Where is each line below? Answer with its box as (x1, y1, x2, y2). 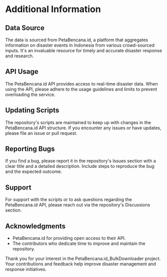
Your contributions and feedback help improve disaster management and (5, 261, 156, 267)
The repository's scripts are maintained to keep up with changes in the (5, 119, 151, 125)
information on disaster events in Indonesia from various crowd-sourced (5, 42, 154, 48)
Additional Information (5, 4, 101, 15)
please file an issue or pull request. (5, 130, 78, 136)
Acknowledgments (5, 222, 66, 230)
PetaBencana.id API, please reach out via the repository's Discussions (5, 202, 150, 208)
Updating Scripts (5, 106, 59, 115)
